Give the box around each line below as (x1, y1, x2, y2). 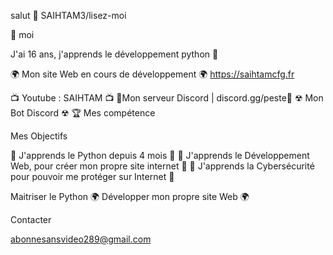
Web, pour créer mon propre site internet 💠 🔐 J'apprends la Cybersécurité (10, 160, 315, 172)
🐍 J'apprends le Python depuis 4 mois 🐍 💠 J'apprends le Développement (10, 150, 310, 161)
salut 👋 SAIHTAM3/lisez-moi (10, 10, 127, 21)
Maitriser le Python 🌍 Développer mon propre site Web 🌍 (10, 191, 250, 202)
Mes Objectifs (10, 130, 68, 142)
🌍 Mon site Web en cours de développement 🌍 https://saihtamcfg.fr (10, 68, 295, 80)
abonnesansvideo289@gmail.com (10, 233, 152, 245)
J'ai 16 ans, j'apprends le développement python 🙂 (10, 48, 219, 60)
